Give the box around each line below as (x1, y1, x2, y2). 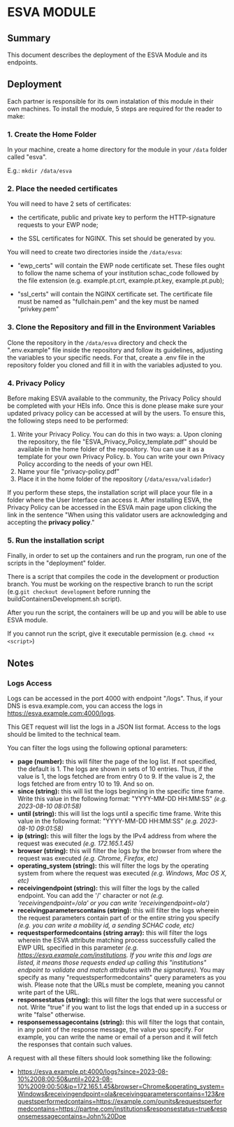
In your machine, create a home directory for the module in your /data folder (7, 145, 228, 154)
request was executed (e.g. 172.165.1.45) (17, 839, 134, 847)
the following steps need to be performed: (7, 416, 129, 425)
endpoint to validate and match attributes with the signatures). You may (17, 965, 225, 974)
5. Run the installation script (7, 535, 105, 545)
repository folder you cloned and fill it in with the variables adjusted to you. (7, 360, 223, 369)
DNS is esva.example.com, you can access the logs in (7, 702, 163, 710)
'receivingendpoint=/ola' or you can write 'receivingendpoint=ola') (17, 899, 210, 907)
